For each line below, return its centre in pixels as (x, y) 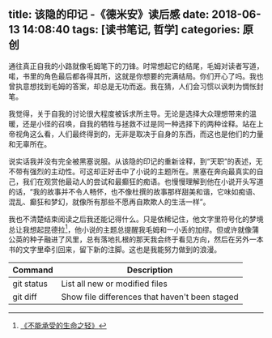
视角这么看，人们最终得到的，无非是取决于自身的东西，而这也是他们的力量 (139, 134)
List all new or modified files (114, 284)
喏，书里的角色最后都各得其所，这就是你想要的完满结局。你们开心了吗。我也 (136, 76)
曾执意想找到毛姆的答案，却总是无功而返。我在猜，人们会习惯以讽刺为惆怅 (132, 86)
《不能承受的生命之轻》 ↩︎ (63, 326)
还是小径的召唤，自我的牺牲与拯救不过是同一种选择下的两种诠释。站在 (139, 123)
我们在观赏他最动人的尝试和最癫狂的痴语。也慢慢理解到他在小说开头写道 (143, 182)
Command (33, 270)
